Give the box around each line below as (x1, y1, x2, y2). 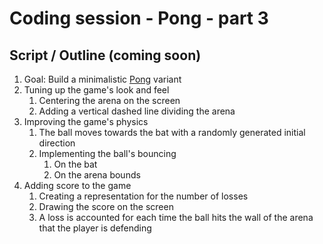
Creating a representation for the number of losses (38, 190, 249, 202)
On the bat (53, 158, 98, 170)
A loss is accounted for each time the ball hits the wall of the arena (38, 212, 314, 223)
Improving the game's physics (23, 116, 149, 127)
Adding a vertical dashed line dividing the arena (38, 105, 236, 117)
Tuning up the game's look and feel (23, 84, 170, 96)
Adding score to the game (23, 180, 132, 191)
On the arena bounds (53, 169, 141, 181)
